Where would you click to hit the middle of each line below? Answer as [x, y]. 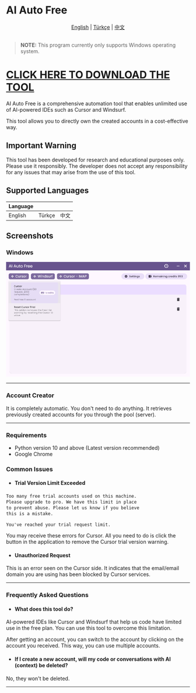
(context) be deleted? [41, 665]
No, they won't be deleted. [38, 678]
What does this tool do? [44, 609]
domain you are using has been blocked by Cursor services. [78, 574]
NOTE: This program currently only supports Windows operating [98, 45]
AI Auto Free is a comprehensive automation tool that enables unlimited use [97, 104]
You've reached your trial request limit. [58, 525]
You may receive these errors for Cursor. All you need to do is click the [91, 536]
